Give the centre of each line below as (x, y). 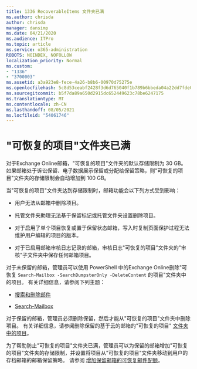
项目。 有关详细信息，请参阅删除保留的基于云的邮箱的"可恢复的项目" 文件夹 (97, 326)
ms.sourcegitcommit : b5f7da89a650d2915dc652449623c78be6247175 (85, 93)
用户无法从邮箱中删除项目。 (48, 203)
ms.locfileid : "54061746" (38, 115)
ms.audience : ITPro (30, 39)
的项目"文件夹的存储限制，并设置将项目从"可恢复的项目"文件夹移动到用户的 (97, 353)
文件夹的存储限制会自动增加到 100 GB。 (62, 178)
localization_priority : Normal (44, 60)
